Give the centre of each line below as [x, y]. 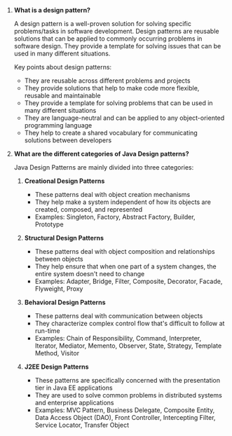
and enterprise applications [74, 403]
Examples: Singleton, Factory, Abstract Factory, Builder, [115, 217]
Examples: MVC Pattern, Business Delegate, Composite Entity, [125, 410]
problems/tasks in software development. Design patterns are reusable [116, 31]
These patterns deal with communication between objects [119, 316]
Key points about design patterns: [63, 67]
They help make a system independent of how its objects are [123, 202]
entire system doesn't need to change [90, 274]
